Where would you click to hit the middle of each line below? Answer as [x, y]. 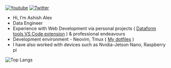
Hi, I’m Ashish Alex [32, 18]
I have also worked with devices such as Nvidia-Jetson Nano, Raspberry [89, 45]
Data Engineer [28, 23]
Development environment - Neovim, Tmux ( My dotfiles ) [73, 39]
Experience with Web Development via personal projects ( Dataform [84, 28]
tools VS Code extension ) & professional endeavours [69, 34]
